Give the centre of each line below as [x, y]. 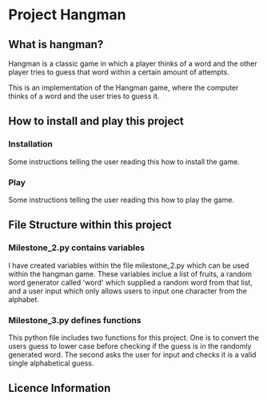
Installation [31, 144]
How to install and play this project [96, 121]
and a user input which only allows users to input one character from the [128, 291]
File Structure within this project [90, 225]
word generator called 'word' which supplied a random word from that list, [131, 282]
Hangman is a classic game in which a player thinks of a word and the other [133, 63]
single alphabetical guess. [51, 363]
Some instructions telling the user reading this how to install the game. [124, 161]
